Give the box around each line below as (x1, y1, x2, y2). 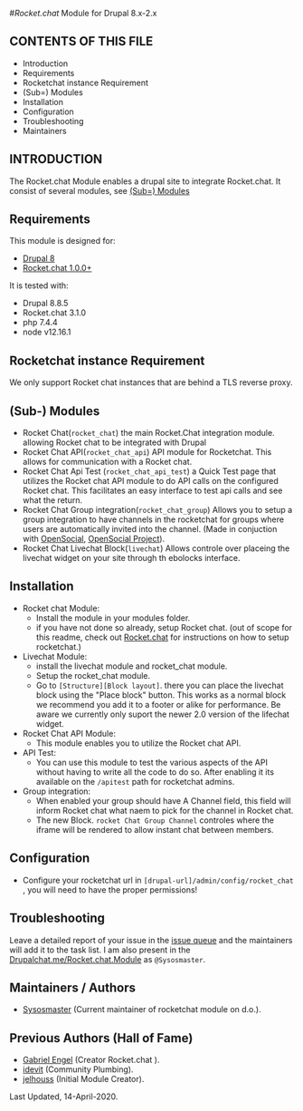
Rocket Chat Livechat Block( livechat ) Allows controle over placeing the (22, 543, 290, 554)
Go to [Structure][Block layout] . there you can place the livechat (35, 680, 284, 691)
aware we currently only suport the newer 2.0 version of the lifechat (35, 709, 289, 720)
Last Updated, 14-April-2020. (9, 1091, 118, 1102)
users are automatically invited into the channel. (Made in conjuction (22, 524, 278, 535)
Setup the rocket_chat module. (35, 670, 151, 681)
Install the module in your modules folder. (35, 612, 191, 623)
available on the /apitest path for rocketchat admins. (35, 776, 235, 787)
